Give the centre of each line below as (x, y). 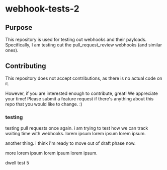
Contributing (26, 66)
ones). (12, 50)
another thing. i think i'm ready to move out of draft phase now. (70, 143)
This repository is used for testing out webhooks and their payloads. (76, 39)
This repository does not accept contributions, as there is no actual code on (84, 78)
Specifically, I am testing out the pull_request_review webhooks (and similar (84, 45)
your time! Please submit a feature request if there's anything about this (79, 98)
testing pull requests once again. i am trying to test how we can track (77, 128)
